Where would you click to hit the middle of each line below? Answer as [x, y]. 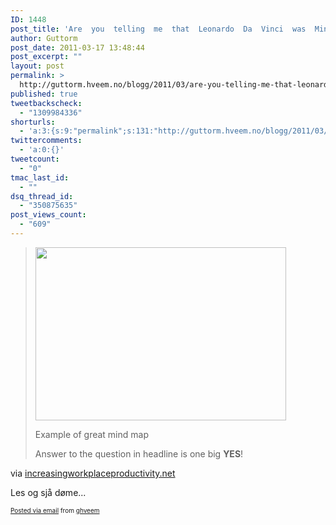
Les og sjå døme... [48, 492]
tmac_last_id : [40, 177]
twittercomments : [46, 141]
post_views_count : [48, 215]
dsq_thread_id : [42, 196]
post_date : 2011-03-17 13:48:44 [77, 47]
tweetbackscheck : [46, 103]
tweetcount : [35, 159]
